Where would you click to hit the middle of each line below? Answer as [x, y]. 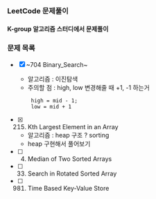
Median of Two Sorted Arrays [70, 159]
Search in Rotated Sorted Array [72, 173]
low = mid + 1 [51, 106]
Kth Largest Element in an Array [73, 126]
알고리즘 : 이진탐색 [53, 79]
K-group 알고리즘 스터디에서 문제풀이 [58, 28]
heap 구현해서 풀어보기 [59, 144]
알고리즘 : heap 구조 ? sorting [68, 135]
